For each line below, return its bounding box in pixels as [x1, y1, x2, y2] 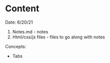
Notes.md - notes [12, 29, 49, 34]
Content [5, 3, 40, 14]
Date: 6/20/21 [5, 19, 33, 25]
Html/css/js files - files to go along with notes [12, 34, 105, 40]
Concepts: [5, 43, 26, 49]
